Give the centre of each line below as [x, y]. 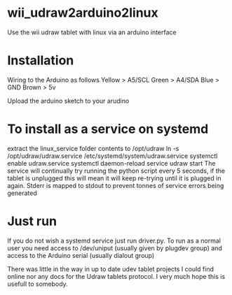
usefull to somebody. [37, 284]
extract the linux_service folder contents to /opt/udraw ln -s [93, 148]
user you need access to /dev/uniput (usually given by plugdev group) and [115, 248]
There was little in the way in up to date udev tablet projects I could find [111, 269]
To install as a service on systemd [108, 129]
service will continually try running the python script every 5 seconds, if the [116, 171]
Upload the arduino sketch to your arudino [68, 101]
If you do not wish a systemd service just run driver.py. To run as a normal [114, 240]
